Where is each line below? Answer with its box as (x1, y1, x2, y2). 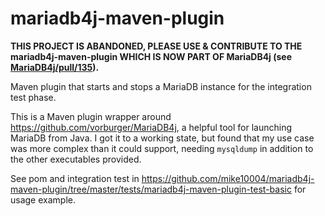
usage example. (10, 193, 76, 206)
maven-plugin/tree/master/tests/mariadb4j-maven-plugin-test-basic (10, 183, 292, 195)
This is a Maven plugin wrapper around (10, 110, 172, 122)
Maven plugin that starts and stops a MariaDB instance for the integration (10, 80, 312, 92)
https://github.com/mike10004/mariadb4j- (141, 172, 315, 184)
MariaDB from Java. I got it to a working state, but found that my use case (10, 132, 315, 144)
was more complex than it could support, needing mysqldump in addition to (10, 142, 314, 154)
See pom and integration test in (10, 172, 140, 184)
